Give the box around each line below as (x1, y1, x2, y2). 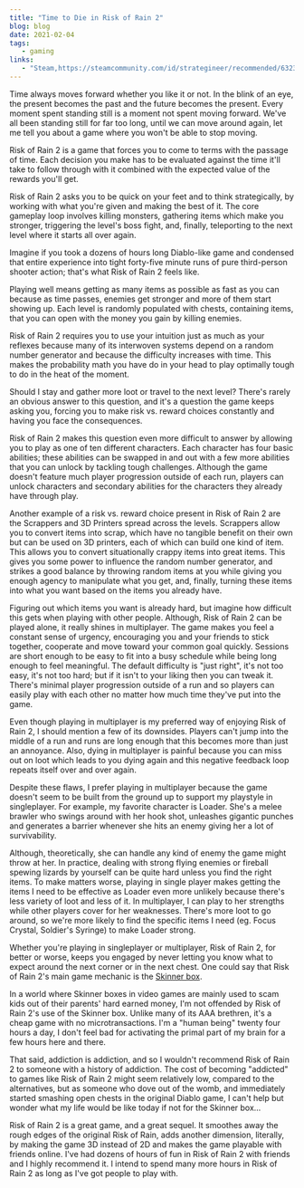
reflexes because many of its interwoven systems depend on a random (9, 340, 274, 350)
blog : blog (9, 22, 51, 31)
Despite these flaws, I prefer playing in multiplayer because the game (9, 781, 268, 792)
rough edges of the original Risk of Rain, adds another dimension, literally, (9, 1129, 285, 1140)
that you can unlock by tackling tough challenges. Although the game (9, 461, 269, 472)
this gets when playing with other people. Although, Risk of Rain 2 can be (9, 612, 282, 623)
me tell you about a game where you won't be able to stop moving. (9, 127, 258, 138)
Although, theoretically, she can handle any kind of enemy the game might (9, 848, 287, 858)
